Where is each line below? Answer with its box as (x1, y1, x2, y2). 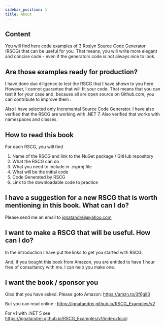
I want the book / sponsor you (5, 278, 99, 287)
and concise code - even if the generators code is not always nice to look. (5, 54, 156, 59)
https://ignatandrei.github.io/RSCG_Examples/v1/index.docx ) (5, 316, 128, 322)
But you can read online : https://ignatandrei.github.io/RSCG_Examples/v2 (5, 301, 155, 307)
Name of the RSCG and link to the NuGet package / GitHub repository (12, 153, 154, 159)
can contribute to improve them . (5, 96, 71, 102)
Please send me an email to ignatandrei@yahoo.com (5, 214, 112, 220)
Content (5, 30, 31, 38)
